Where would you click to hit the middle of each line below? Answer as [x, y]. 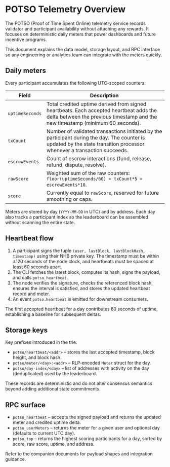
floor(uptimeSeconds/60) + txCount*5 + [94, 179]
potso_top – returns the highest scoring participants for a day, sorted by [87, 439]
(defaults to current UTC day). [44, 433]
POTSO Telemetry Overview [66, 9]
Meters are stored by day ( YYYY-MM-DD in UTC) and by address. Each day [80, 211]
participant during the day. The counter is [96, 137]
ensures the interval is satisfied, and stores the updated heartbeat [81, 288]
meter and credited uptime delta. [47, 422]
